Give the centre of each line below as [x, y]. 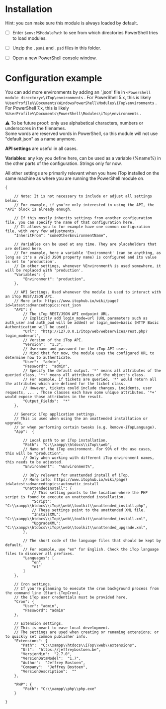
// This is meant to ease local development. [62, 628]
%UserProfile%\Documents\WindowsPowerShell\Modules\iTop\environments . [81, 103]
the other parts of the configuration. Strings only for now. [64, 163]
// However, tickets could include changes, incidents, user [88, 388]
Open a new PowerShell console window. [54, 58]
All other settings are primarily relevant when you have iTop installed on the [82, 173]
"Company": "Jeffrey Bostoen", [54, 667]
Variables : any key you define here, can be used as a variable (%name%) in [83, 158]
